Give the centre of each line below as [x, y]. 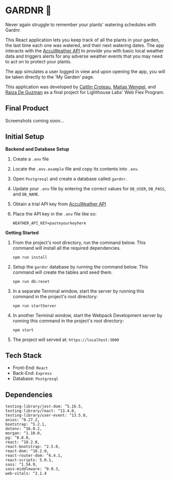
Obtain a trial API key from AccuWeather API [59, 204]
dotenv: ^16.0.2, [24, 429]
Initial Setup [25, 137]
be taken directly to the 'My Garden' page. [50, 77]
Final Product [27, 109]
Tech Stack [23, 355]
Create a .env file [31, 159]
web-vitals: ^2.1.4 [26, 474]
